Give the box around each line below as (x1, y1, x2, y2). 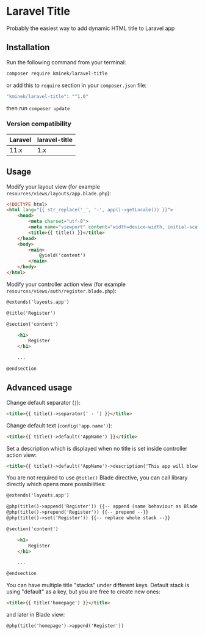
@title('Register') (6, 310, 56, 316)
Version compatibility (6, 119, 72, 128)
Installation (6, 42, 50, 53)
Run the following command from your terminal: (6, 58, 126, 66)
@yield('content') (38, 252, 86, 258)
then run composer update (6, 104, 70, 111)
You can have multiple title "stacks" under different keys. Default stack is (6, 582, 190, 589)
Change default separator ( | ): (6, 399, 81, 406)
